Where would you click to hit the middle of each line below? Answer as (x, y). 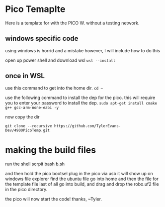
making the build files (50, 150)
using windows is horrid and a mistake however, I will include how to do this (83, 50)
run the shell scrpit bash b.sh (35, 164)
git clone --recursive (29, 126)
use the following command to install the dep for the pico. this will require (80, 98)
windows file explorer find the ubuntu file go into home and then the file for (82, 179)
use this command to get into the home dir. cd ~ (54, 88)
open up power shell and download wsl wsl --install (60, 60)
